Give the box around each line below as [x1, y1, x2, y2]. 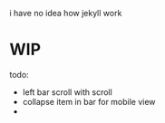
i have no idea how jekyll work [9, 8, 122, 18]
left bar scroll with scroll [22, 86, 113, 98]
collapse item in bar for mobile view [22, 96, 156, 107]
